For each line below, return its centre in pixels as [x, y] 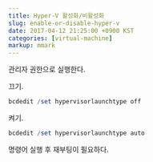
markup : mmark [32, 46]
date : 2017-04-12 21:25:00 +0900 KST [71, 30]
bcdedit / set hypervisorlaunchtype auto [77, 133]
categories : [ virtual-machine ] [60, 38]
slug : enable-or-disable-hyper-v [64, 23]
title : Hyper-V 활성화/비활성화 [56, 16]
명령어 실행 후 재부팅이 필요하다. [59, 149]
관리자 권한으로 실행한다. [47, 70]
